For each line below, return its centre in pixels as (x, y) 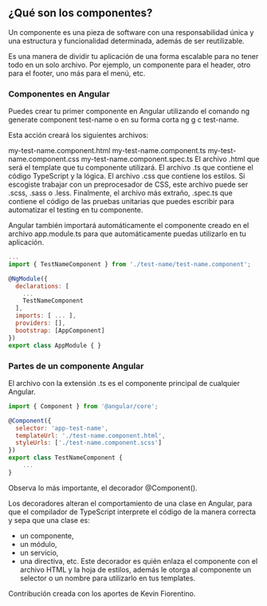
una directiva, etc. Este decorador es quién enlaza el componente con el (139, 561)
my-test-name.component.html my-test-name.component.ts (107, 151)
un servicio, (39, 553)
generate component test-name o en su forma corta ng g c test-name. (124, 120)
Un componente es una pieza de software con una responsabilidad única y (131, 32)
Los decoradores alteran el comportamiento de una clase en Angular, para (130, 503)
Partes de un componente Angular (76, 366)
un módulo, (38, 544)
